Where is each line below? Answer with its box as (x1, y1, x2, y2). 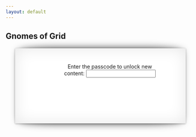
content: (64, 70, 85, 77)
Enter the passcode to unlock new (67, 63, 153, 70)
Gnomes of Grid (5, 31, 66, 41)
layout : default (5, 8, 46, 15)
